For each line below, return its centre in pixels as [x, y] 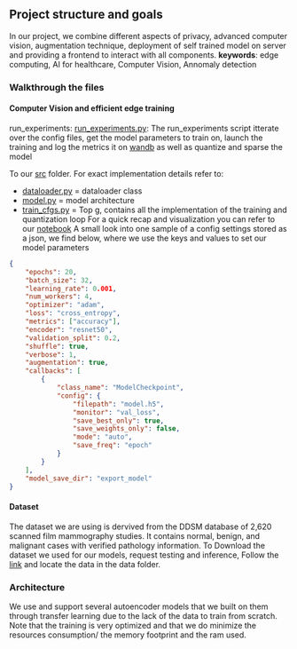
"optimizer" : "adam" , [65, 305]
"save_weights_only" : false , [126, 429]
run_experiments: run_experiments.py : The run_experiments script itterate [144, 128]
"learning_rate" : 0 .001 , [71, 289]
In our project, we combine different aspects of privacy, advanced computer [148, 36]
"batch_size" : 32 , [59, 280]
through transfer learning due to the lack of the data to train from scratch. [143, 615]
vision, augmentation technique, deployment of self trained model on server [148, 45]
